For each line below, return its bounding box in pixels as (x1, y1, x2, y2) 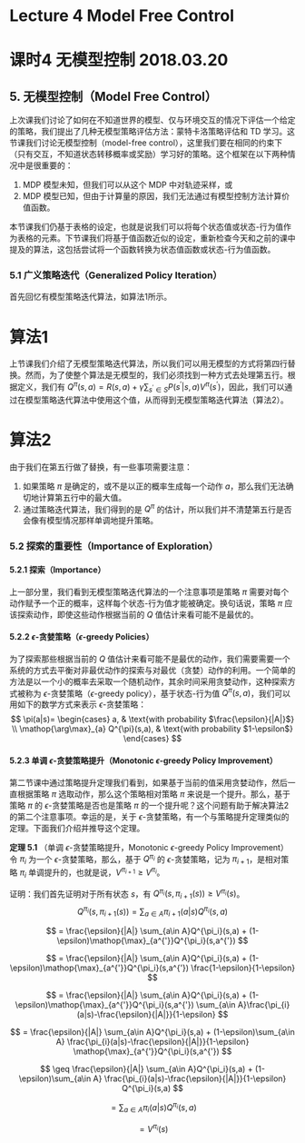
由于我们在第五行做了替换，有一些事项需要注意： (9, 461, 192, 472)
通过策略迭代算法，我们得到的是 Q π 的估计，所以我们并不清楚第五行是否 (22, 502, 292, 514)
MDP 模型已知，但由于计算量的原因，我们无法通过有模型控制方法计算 (22, 191, 282, 202)
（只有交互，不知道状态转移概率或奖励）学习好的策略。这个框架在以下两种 (9, 149, 288, 160)
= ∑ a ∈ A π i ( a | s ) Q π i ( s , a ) (110, 1100, 197, 1115)
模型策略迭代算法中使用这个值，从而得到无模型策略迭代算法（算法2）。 (25, 394, 289, 405)
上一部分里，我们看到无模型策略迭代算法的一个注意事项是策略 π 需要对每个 (9, 586, 290, 597)
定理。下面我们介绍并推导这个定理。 (9, 822, 145, 833)
